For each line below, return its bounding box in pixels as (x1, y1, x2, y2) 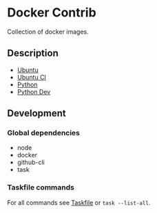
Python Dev (17, 87, 51, 96)
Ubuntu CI (17, 73, 47, 81)
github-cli (17, 158, 45, 166)
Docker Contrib (7, 5, 96, 21)
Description (7, 47, 59, 59)
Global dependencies (7, 128, 81, 138)
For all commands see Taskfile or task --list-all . (7, 198, 151, 207)
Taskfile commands (7, 183, 74, 192)
